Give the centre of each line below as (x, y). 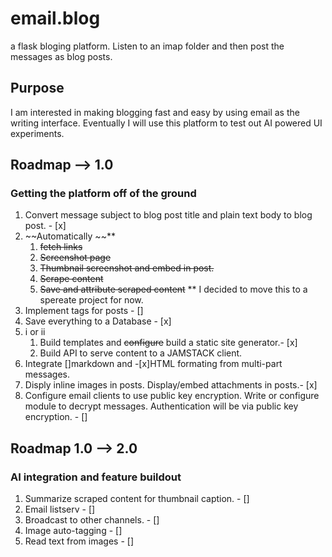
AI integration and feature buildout (96, 477)
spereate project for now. (91, 300)
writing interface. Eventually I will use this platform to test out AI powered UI (166, 123)
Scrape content (71, 279)
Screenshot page (75, 258)
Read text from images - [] (79, 541)
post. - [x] (45, 226)
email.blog (55, 18)
